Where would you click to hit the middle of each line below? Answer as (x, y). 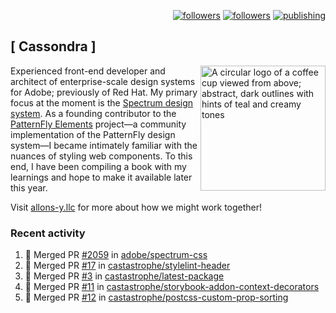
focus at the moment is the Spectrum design (102, 102)
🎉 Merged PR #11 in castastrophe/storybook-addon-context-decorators (172, 287)
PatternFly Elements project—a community (98, 124)
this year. (29, 187)
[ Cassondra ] (53, 46)
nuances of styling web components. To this (101, 156)
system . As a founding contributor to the (93, 113)
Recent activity (48, 233)
